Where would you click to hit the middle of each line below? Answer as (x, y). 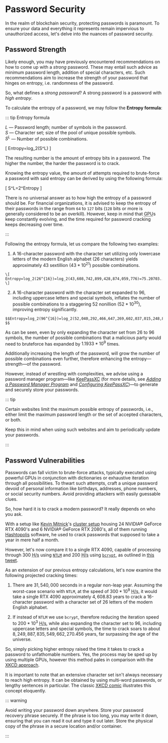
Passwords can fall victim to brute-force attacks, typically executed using (81, 473)
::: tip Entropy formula (27, 117)
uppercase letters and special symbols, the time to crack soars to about (86, 629)
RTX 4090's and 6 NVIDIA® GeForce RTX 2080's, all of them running (76, 529)
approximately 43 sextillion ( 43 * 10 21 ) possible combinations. (76, 265)
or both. (13, 420)
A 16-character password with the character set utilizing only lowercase (86, 254)
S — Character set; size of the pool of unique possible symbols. (71, 132)
